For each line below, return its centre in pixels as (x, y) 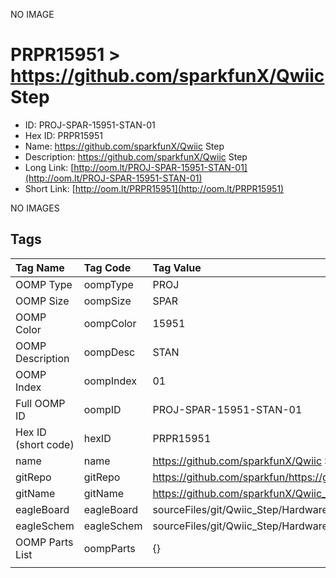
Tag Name (40, 267)
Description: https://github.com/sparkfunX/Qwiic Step (136, 156)
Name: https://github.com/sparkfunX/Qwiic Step (124, 146)
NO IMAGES (35, 208)
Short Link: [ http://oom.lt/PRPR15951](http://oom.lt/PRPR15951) (154, 188)
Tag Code (107, 267)
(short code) (45, 444)
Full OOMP (40, 403)
